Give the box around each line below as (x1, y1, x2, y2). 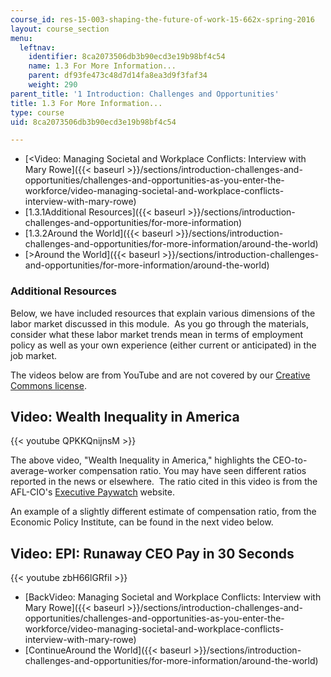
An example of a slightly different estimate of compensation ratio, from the (10, 506, 317, 518)
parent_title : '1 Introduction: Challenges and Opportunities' (10, 89, 280, 99)
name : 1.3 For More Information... (28, 61, 177, 71)
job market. (10, 349, 58, 361)
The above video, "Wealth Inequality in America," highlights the (10, 454, 271, 466)
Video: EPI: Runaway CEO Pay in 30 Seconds (10, 545, 295, 562)
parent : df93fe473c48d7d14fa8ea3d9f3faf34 (28, 71, 208, 81)
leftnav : (19, 42, 56, 53)
